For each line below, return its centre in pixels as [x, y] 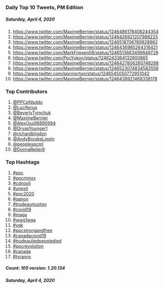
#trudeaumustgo [30, 204]
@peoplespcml [28, 144]
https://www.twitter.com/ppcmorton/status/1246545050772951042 [81, 73]
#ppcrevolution [28, 246]
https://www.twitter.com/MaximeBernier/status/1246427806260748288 [86, 63]
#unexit [20, 188]
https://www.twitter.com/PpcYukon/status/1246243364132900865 [80, 58]
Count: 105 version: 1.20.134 [35, 268]
